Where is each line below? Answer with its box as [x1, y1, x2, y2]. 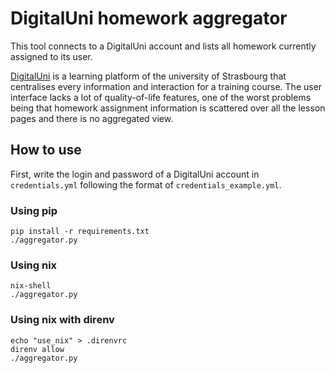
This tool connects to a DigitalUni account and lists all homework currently [10, 40, 317, 52]
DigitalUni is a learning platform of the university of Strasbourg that [10, 70, 287, 82]
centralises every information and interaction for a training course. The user [10, 80, 323, 92]
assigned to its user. [10, 50, 93, 62]
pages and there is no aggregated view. [10, 112, 174, 124]
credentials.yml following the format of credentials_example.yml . [10, 178, 282, 191]
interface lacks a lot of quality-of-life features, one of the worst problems [10, 91, 312, 103]
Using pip [10, 203, 58, 217]
